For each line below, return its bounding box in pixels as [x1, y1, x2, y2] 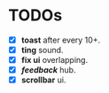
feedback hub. [20, 65, 76, 75]
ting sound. [20, 45, 64, 55]
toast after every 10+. [20, 35, 101, 45]
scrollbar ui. [20, 74, 66, 85]
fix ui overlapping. [20, 55, 89, 66]
